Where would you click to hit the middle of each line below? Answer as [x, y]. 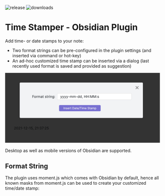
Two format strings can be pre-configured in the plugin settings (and [82, 50]
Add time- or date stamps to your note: [44, 41]
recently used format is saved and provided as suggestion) [72, 66]
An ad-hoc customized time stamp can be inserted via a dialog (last [81, 61]
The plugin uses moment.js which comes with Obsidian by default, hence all [82, 178]
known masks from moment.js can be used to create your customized [76, 183]
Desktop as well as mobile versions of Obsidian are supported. [68, 151]
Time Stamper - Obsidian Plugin [71, 27]
